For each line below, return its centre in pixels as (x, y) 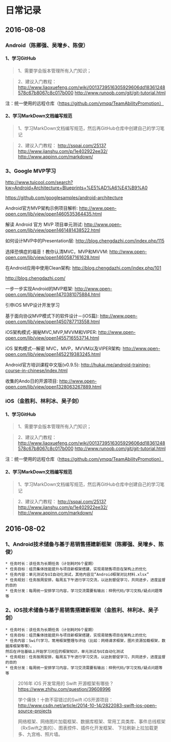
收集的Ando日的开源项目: (32, 381)
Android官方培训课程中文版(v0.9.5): (43, 365)
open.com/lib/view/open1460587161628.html (53, 257)
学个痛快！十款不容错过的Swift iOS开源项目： (65, 700)
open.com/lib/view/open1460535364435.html (54, 214)
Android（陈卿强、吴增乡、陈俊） (47, 45)
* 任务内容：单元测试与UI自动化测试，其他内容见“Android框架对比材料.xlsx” (77, 575)
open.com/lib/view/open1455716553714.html (52, 338)
